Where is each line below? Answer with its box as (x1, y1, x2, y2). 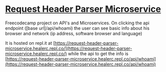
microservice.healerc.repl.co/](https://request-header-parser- (5, 45, 133, 51)
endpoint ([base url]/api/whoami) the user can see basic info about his (5, 25, 150, 31)
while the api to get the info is (68, 51, 129, 57)
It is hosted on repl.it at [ (5, 40, 55, 46)
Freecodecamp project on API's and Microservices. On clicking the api (5, 20, 150, 26)
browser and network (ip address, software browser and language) (5, 30, 143, 36)
